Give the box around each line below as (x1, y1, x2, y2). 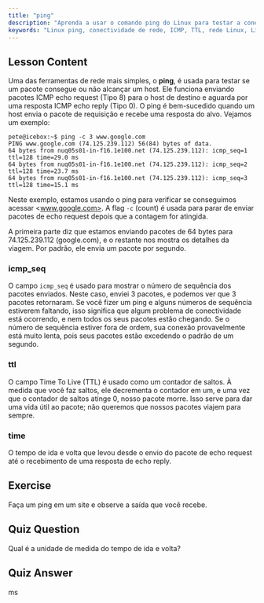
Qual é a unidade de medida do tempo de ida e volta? (8, 543, 181, 553)
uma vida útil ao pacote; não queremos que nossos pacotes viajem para (8, 402, 241, 411)
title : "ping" (8, 11, 55, 20)
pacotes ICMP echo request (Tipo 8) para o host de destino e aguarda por (8, 93, 248, 102)
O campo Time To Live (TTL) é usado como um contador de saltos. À (8, 377, 232, 386)
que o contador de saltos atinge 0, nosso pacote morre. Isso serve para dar (8, 394, 253, 403)
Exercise (8, 479, 52, 492)
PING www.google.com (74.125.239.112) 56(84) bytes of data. (8, 140, 213, 148)
